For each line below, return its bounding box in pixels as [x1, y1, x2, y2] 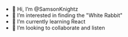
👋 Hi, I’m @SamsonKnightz [11, 6, 78, 12]
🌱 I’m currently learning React [11, 18, 86, 25]
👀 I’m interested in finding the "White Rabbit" [11, 12, 123, 19]
